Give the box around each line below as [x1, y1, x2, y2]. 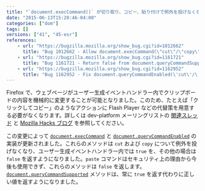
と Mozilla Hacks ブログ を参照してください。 [13, 120, 128, 127]
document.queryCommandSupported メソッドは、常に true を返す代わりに [6, 170, 184, 178]
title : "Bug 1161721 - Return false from [22, 60, 130, 66]
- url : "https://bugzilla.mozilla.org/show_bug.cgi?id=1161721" [17, 54, 184, 60]
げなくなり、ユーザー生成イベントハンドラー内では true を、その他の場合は [6, 148, 196, 155]
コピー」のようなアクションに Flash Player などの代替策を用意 [32, 104, 189, 112]
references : [6, 37, 37, 43]
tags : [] [6, 26, 29, 32]
